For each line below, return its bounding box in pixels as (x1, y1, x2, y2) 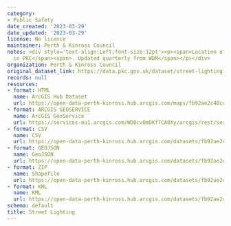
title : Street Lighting (7, 209, 76, 216)
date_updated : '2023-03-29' (7, 29, 88, 37)
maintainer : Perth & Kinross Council (7, 42, 115, 49)
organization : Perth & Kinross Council (7, 61, 122, 68)
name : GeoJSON (13, 151, 54, 158)
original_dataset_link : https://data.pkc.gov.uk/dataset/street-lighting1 (7, 68, 226, 74)
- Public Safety (7, 17, 54, 23)
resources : (7, 81, 38, 88)
